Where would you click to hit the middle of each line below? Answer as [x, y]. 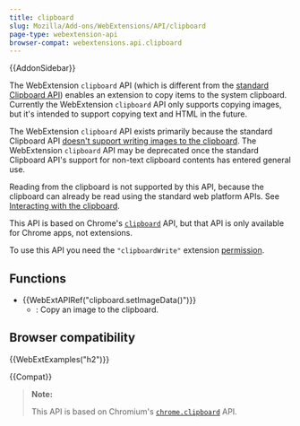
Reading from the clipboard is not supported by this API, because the [137, 187]
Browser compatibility [73, 338]
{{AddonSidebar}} [43, 68]
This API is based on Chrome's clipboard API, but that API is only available [147, 223]
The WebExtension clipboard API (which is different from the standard [139, 85]
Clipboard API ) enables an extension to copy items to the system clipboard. [148, 95]
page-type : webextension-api [64, 34]
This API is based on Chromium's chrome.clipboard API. [134, 411]
